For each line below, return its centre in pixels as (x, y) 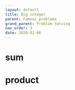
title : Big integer (25, 14)
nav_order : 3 (19, 28)
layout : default (22, 10)
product (22, 80)
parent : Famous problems (31, 19)
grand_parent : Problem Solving (38, 24)
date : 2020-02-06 (23, 33)
